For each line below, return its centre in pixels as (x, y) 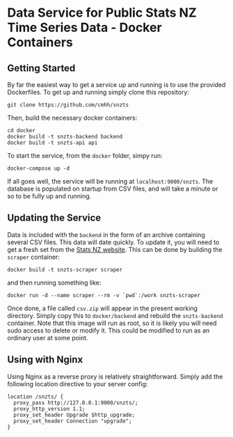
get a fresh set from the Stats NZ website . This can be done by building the (115, 249)
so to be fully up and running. (49, 196)
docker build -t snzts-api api (53, 143)
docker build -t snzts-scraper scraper (65, 269)
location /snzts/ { (35, 397)
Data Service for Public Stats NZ (102, 13)
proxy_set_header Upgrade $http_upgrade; (74, 415)
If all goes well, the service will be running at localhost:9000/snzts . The (110, 181)
